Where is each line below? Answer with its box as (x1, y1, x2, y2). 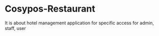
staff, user (5, 25, 26, 31)
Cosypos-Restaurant (5, 3, 95, 15)
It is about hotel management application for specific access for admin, (5, 20, 154, 26)
